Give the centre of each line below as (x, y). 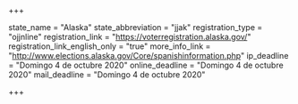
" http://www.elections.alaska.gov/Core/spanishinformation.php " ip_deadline (149, 56)
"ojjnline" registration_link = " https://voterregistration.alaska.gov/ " (130, 37)
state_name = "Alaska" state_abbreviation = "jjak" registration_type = (136, 27)
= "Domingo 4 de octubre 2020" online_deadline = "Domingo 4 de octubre (146, 65)
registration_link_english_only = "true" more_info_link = (110, 46)
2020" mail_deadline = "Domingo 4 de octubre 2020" (107, 75)
